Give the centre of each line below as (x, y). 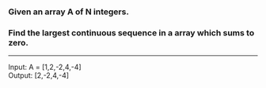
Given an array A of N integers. (68, 12)
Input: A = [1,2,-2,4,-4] (45, 67)
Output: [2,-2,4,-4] (39, 75)
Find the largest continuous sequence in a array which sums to (131, 32)
